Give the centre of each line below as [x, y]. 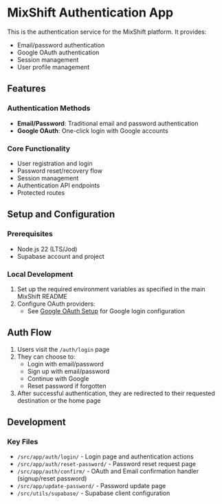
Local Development [40, 274]
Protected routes [41, 192]
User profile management [53, 67]
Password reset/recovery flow [60, 171]
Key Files [23, 442]
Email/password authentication [61, 45]
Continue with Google [58, 378]
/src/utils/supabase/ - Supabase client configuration [93, 493]
